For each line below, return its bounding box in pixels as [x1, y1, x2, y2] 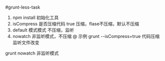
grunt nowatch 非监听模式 [5, 50, 59, 56]
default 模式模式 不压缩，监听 [12, 27, 74, 33]
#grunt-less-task [5, 4, 40, 10]
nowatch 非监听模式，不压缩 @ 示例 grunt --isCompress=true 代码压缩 [12, 33, 160, 39]
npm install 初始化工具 [12, 14, 59, 20]
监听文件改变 [12, 39, 39, 45]
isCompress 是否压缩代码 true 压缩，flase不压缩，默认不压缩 [12, 21, 140, 26]
